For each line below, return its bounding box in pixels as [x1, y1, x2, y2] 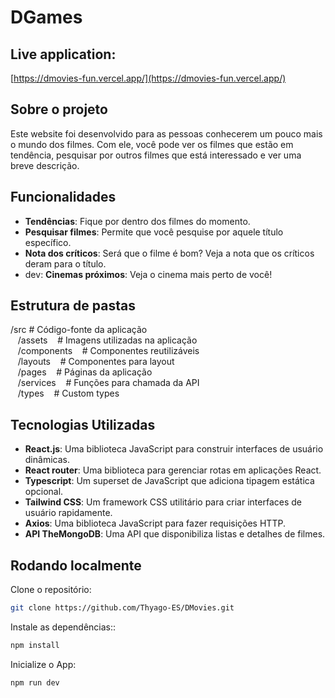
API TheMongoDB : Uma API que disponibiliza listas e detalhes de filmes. [24, 528, 326, 540]
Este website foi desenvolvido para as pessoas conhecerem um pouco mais [10, 127, 323, 140]
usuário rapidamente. [24, 507, 113, 519]
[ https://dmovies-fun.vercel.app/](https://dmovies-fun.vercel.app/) [10, 72, 287, 84]
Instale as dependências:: [10, 621, 117, 633]
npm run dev [10, 677, 60, 688]
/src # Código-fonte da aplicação [10, 324, 148, 336]
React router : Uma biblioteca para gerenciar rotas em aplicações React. [24, 464, 322, 476]
